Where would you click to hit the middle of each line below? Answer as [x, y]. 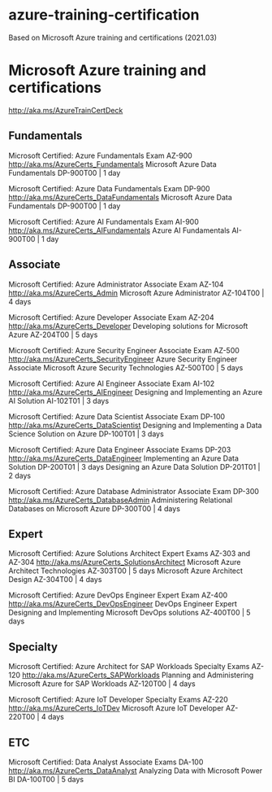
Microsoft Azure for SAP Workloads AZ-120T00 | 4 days [102, 684]
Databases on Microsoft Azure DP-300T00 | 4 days [95, 508]
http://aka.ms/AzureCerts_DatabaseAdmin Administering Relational [121, 500]
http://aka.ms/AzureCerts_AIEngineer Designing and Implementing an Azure [136, 392]
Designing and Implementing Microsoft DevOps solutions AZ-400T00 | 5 [130, 613]
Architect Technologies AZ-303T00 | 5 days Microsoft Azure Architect [126, 571]
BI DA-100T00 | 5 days [46, 779]
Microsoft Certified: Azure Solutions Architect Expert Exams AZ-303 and [130, 554]
